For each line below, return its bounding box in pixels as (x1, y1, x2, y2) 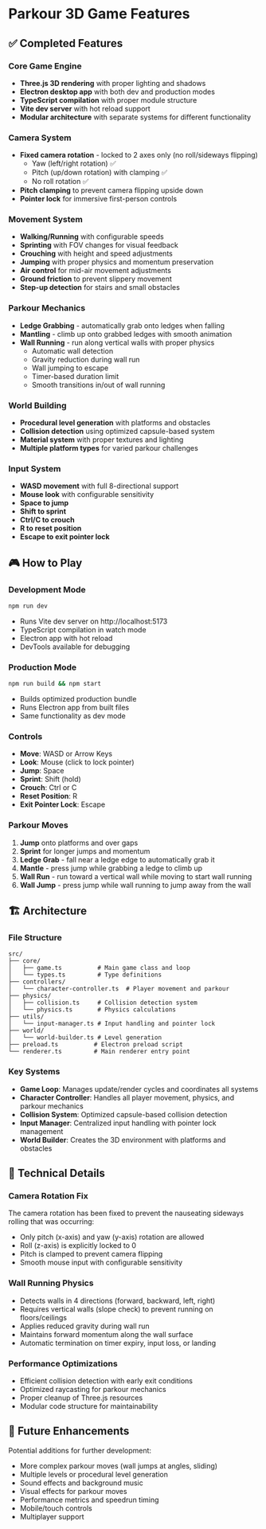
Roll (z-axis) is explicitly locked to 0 (19, 1241, 137, 1250)
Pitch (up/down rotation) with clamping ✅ (31, 168, 168, 178)
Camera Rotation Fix (8, 1190, 89, 1201)
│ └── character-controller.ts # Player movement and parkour (8, 985, 229, 993)
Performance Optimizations (8, 1358, 118, 1369)
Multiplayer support (19, 1511, 85, 1521)
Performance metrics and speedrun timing (19, 1495, 159, 1504)
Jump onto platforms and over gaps (19, 838, 139, 847)
